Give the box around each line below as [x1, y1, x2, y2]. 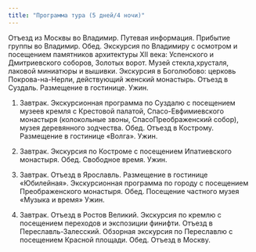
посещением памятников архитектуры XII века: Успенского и [8, 49, 214, 59]
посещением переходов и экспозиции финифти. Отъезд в [19, 218, 213, 228]
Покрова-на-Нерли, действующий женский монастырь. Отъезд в [8, 74, 229, 84]
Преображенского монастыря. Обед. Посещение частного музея [19, 186, 240, 196]
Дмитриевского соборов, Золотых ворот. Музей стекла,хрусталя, [8, 58, 229, 67]
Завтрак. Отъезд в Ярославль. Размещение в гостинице [19, 170, 208, 179]
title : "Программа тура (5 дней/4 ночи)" [8, 11, 146, 20]
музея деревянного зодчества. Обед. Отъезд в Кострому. [19, 123, 214, 132]
